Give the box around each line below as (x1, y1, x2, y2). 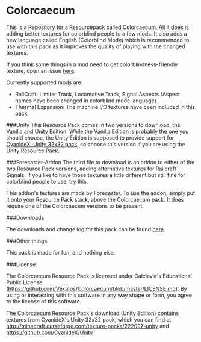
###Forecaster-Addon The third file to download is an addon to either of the (6, 158, 195, 166)
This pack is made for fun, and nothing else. (6, 249, 116, 256)
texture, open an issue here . (6, 67, 76, 74)
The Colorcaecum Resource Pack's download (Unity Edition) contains (6, 309, 179, 317)
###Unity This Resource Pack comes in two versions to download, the (6, 121, 181, 128)
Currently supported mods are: (6, 79, 83, 86)
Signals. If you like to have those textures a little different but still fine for (6, 171, 185, 178)
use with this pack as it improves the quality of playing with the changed (6, 43, 185, 50)
